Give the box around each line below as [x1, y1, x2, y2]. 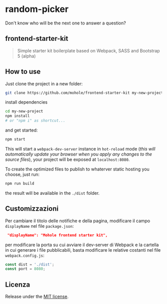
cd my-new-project [5, 109, 43, 114]
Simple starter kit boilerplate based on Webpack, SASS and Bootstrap [17, 47, 160, 53]
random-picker [5, 3, 69, 15]
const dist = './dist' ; [5, 262, 55, 267]
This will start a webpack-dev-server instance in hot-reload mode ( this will [5, 146, 156, 152]
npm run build [5, 181, 35, 186]
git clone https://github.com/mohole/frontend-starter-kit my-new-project [5, 90, 164, 95]
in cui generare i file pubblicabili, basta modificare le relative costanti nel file [5, 247, 161, 253]
